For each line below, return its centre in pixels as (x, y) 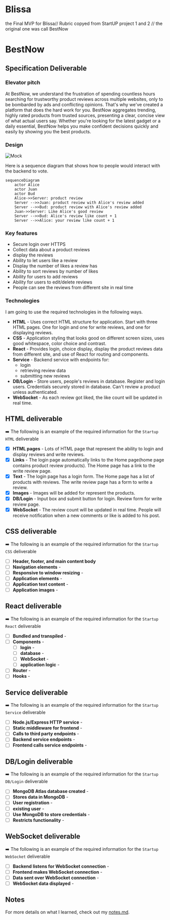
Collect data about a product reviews (51, 250)
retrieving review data (43, 370)
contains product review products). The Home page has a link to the (84, 465)
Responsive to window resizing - (48, 572)
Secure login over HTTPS (39, 244)
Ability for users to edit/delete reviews (52, 282)
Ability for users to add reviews (45, 277)
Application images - (35, 590)
